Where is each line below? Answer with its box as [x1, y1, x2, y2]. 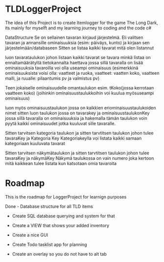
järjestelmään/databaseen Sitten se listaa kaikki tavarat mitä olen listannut [5, 45, 154, 51]
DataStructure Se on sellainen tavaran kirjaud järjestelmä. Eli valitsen [5, 34, 143, 40]
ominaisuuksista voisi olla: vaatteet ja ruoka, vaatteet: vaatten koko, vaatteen [5, 70, 160, 76]
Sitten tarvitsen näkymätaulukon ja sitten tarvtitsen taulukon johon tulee [5, 150, 149, 156]
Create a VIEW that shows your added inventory [12, 222, 109, 228]
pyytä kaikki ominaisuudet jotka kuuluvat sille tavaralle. [5, 120, 116, 126]
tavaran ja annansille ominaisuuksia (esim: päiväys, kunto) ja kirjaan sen [5, 39, 150, 45]
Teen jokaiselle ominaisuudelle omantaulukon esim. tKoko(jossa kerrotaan [5, 85, 154, 90]
